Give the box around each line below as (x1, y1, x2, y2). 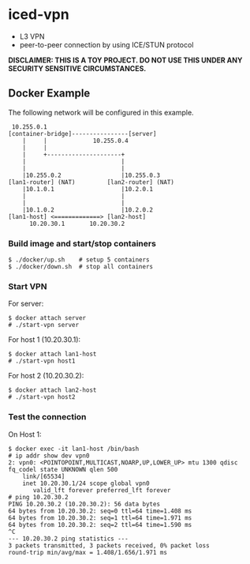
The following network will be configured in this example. (8, 107, 195, 117)
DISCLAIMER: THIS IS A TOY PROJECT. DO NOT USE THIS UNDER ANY (8, 55, 243, 65)
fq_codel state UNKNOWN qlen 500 (8, 465, 118, 473)
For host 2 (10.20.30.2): (8, 371, 84, 381)
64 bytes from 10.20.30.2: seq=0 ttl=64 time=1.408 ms (8, 507, 192, 515)
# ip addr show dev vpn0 (8, 452, 90, 460)
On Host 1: (8, 429, 42, 439)
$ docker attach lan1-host (8, 350, 97, 359)
